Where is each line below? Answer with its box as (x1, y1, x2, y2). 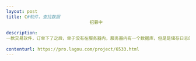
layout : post (6, 8, 38, 15)
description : (6, 30, 38, 36)
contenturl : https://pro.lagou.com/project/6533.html (6, 46, 140, 52)
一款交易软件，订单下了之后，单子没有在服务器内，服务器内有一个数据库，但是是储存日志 (6, 35, 188, 41)
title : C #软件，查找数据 (6, 14, 60, 20)
